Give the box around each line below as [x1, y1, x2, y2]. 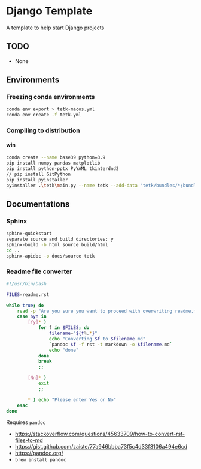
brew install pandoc [14, 457, 66, 463]
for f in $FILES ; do [38, 325, 90, 331]
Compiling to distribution [6, 126, 81, 135]
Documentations [6, 199, 70, 209]
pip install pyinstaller [6, 177, 68, 183]
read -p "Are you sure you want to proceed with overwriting [17, 308, 172, 314]
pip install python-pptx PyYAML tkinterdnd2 [6, 166, 119, 172]
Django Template [6, 4, 93, 18]
